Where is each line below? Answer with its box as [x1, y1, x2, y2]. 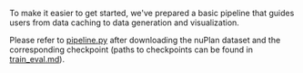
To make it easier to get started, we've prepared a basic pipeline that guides [9, 8, 295, 18]
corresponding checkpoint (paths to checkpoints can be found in [9, 44, 253, 55]
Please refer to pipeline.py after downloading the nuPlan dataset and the [9, 35, 281, 45]
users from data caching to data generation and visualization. [9, 17, 239, 28]
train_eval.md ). [9, 54, 66, 64]
